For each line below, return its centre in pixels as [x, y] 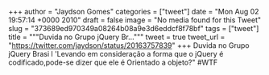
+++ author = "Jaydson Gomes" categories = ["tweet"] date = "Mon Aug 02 [134, 12]
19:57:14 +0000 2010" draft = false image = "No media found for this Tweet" [135, 20]
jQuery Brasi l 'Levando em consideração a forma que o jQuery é [116, 54]
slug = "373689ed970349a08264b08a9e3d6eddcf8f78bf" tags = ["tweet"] [134, 28]
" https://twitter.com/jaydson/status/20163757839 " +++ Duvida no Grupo [129, 45]
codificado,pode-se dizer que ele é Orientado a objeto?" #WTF [113, 62]
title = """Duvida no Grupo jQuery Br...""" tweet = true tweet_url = [117, 37]
